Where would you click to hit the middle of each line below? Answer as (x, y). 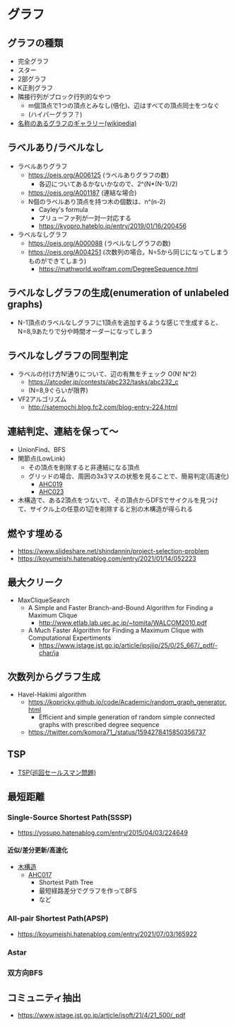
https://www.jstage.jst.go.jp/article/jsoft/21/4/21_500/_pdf (101, 1015)
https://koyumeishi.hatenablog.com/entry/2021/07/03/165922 (107, 934)
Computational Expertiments (70, 638)
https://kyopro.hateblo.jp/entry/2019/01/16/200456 (113, 226)
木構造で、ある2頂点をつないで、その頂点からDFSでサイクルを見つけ (118, 500)
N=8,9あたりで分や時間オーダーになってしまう (85, 331)
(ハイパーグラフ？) (55, 114)
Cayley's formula (63, 209)
